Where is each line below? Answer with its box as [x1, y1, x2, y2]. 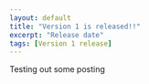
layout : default [9, 13, 71, 23]
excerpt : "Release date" [9, 30, 104, 39]
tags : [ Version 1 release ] [9, 38, 112, 48]
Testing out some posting [9, 64, 105, 75]
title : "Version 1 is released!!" [9, 22, 142, 31]
